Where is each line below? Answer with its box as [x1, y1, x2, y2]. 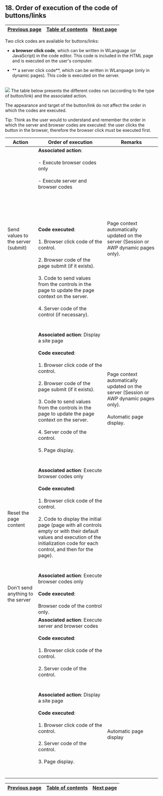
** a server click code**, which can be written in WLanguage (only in [12, 67, 150, 73]
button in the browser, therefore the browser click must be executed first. [5, 127, 151, 133]
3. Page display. [38, 758, 75, 765]
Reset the [7, 509, 29, 516]
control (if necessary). [38, 311, 89, 318]
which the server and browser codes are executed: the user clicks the [5, 122, 145, 128]
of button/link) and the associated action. [5, 92, 87, 99]
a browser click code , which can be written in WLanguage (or [12, 47, 136, 53]
